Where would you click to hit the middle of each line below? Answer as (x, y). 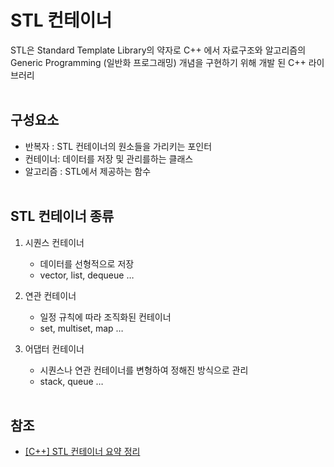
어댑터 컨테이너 (54, 348)
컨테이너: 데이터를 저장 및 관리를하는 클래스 (109, 158)
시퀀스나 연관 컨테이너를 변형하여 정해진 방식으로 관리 (144, 370)
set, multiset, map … (81, 328)
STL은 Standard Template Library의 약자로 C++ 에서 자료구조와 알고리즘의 (158, 50)
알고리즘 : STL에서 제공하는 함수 (88, 171)
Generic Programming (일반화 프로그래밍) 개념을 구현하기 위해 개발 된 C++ (158, 62)
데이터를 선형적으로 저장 (87, 263)
